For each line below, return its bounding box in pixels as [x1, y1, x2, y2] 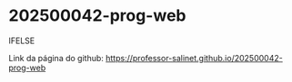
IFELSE [8, 35, 35, 46]
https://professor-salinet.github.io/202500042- [105, 52, 283, 63]
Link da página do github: [8, 52, 104, 63]
